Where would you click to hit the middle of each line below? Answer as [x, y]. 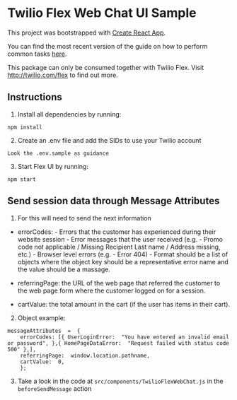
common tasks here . [37, 54]
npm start [22, 179]
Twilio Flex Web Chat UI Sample [102, 13]
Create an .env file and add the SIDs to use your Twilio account [109, 140]
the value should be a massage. [64, 269]
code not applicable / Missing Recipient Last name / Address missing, [119, 247]
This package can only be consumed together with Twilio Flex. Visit [106, 67]
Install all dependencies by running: [69, 114]
